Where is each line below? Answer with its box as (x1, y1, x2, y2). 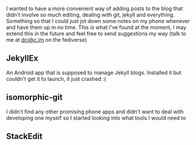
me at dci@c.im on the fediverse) (6, 37, 87, 43)
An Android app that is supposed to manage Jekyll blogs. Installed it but (6, 69, 182, 76)
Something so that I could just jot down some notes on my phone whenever (6, 18, 191, 24)
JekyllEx (6, 53, 38, 64)
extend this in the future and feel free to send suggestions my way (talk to (6, 30, 187, 37)
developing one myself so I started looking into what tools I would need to (6, 114, 187, 121)
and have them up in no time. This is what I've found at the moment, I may (6, 24, 187, 31)
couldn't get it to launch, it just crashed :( (6, 75, 107, 82)
